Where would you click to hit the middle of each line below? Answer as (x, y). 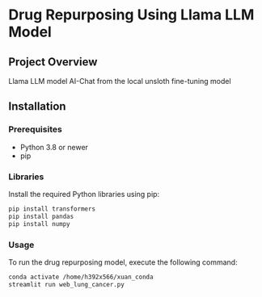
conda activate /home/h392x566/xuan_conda (81, 277)
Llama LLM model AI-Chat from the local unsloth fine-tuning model (120, 81)
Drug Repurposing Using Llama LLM (131, 15)
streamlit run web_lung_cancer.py (67, 284)
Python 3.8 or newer (54, 147)
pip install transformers (52, 209)
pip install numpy (39, 224)
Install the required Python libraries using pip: (84, 194)
